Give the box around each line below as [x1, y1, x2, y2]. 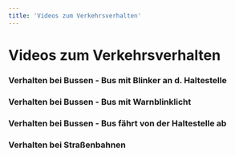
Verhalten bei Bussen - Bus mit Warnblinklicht [8, 96, 192, 107]
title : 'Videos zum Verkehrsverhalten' [8, 11, 142, 20]
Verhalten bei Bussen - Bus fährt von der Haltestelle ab [8, 118, 227, 129]
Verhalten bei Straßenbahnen [8, 139, 126, 150]
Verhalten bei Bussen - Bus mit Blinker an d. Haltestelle [8, 74, 227, 86]
